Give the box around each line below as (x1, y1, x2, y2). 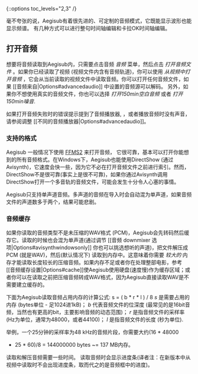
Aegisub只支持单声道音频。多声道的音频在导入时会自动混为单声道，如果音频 (6, 191, 192, 198)
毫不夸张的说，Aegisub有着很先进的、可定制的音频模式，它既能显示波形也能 (6, 17, 192, 24)
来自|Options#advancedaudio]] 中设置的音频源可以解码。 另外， (27, 83, 183, 90)
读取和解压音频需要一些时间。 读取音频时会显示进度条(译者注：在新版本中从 (6, 354, 191, 361)
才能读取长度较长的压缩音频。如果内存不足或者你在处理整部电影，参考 (11, 259, 182, 266)
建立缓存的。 (16, 281, 48, 289)
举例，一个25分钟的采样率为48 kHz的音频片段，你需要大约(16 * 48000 (6, 329, 179, 336)
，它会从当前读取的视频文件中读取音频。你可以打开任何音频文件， (22, 75, 184, 83)
